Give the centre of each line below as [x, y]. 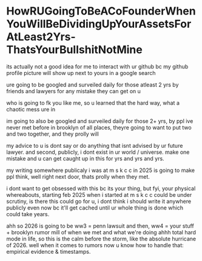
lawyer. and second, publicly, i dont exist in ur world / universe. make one [98, 152]
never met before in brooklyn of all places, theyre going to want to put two [99, 127]
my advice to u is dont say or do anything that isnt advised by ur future [95, 145]
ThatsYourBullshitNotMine [74, 50]
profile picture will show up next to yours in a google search [81, 73]
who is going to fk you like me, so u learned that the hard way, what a [93, 103]
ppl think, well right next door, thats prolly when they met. [78, 176]
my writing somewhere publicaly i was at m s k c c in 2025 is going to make [101, 170]
